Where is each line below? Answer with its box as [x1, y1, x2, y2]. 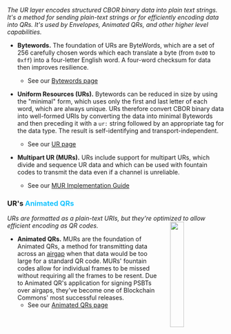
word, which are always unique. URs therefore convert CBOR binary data [17, 105, 224, 112]
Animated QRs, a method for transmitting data [17, 242, 148, 250]
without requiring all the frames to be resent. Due [17, 272, 157, 280]
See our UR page [27, 140, 77, 148]
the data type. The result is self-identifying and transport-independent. [17, 127, 219, 135]
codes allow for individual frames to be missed [17, 264, 150, 273]
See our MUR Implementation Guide [27, 181, 130, 189]
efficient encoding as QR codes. [7, 222, 99, 230]
